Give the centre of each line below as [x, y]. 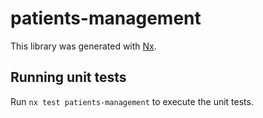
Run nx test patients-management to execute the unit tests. [132, 101]
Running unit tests [68, 77]
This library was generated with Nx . [83, 46]
